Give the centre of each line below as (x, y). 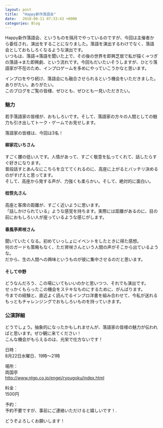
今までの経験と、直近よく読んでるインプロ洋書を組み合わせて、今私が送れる (81, 296)
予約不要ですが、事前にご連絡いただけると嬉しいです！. (61, 410)
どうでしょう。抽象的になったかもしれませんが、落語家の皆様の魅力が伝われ (81, 327)
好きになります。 (26, 163)
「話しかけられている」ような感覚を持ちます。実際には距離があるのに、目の (81, 211)
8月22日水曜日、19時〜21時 (33, 356)
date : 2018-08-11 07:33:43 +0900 (41, 19)
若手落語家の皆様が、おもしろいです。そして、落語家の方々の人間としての (79, 116)
